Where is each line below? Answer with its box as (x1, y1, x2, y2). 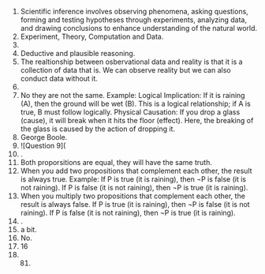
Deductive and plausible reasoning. (20, 49, 136, 58)
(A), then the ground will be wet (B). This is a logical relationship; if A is (20, 99, 251, 108)
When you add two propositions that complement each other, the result (20, 166, 252, 175)
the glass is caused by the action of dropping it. (20, 124, 176, 133)
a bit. (20, 225, 38, 234)
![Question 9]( (20, 141, 66, 150)
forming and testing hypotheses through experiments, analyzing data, (20, 15, 248, 24)
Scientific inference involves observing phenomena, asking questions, (20, 7, 249, 16)
